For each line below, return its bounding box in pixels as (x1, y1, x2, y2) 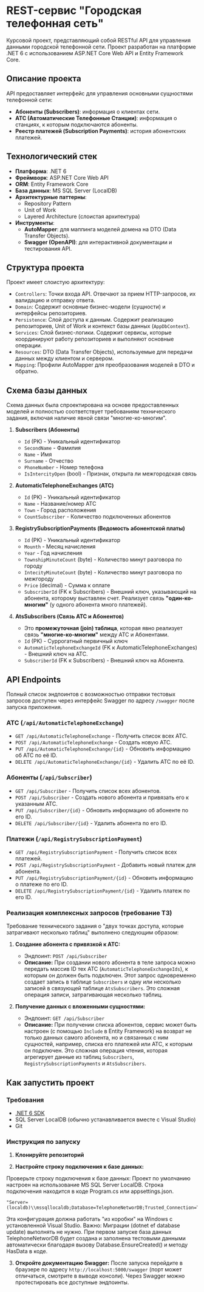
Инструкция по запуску (6, 1137, 81, 1146)
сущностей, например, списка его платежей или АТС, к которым (24, 1041, 193, 1048)
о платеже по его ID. (15, 880, 68, 888)
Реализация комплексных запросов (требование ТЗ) (6, 908, 172, 917)
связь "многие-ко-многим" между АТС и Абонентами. (24, 631, 169, 638)
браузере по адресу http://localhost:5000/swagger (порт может (15, 1266, 182, 1273)
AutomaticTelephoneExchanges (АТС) (15, 482, 114, 489)
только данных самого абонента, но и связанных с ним (24, 1034, 169, 1041)
